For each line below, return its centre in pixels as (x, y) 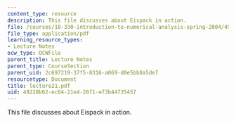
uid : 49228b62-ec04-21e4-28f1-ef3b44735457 (72, 92)
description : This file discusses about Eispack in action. (97, 20)
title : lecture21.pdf (39, 86)
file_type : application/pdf (48, 33)
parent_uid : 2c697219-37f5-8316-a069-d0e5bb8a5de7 (83, 72)
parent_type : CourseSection (48, 66)
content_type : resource (42, 14)
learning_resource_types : (45, 40)
